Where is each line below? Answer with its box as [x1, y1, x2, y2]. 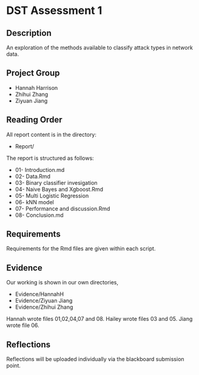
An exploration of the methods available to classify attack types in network [6, 44, 193, 51]
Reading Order [6, 115, 62, 125]
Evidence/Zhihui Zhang [15, 303, 73, 311]
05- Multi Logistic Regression [15, 192, 89, 199]
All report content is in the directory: [6, 131, 97, 138]
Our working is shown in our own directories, [6, 279, 119, 286]
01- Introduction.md [15, 166, 65, 173]
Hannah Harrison [15, 84, 58, 91]
